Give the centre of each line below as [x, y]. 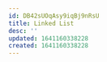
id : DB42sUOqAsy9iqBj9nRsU [54, 16]
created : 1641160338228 [49, 46]
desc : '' [23, 31]
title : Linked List [41, 23]
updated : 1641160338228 [49, 38]
